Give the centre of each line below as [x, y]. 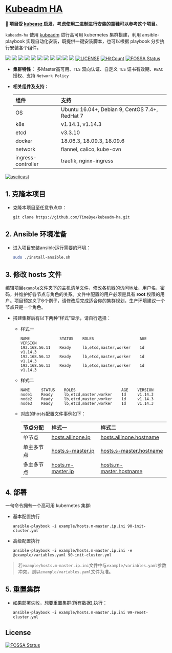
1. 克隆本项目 [26, 194]
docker [24, 141]
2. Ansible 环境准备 [36, 234]
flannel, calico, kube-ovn [91, 149]
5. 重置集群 [23, 590]
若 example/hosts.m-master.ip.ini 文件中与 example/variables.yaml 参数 [92, 565]
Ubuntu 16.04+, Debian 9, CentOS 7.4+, [109, 109]
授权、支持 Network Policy [41, 76]
